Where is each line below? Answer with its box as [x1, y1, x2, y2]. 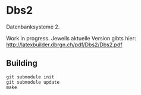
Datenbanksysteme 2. [6, 23, 60, 30]
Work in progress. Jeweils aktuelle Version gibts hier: [6, 34, 136, 42]
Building [6, 58, 37, 68]
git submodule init [6, 74, 55, 80]
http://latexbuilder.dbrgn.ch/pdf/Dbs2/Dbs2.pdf [6, 41, 123, 48]
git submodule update [6, 79, 60, 85]
